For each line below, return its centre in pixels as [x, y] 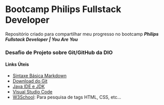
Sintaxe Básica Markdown [39, 76]
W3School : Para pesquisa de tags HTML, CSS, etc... [67, 97]
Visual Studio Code [33, 92]
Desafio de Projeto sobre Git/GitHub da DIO [59, 52]
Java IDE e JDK [29, 86]
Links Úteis [17, 65]
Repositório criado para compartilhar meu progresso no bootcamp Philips [82, 34]
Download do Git [30, 81]
